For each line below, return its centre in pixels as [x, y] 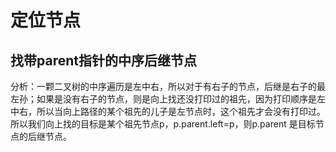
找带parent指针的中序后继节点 [103, 60]
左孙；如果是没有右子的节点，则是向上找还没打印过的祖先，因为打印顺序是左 [168, 99]
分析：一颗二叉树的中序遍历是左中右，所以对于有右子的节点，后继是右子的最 [168, 86]
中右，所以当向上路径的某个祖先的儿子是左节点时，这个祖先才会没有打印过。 [168, 111]
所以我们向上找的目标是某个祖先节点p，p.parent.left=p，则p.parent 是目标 [163, 124]
